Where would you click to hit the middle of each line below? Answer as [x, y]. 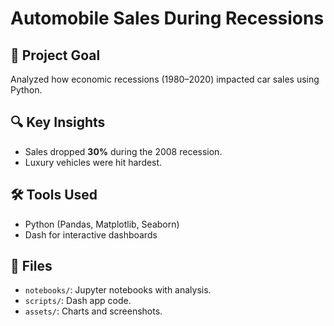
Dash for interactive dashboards [91, 234]
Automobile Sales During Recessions [167, 18]
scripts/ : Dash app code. [78, 301]
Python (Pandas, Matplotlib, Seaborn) [102, 224]
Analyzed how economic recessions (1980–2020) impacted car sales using [165, 79]
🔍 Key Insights [58, 122]
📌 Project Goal [55, 55]
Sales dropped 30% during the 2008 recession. [123, 151]
